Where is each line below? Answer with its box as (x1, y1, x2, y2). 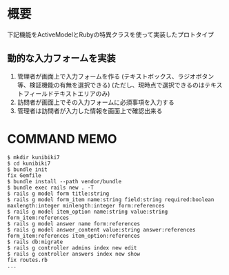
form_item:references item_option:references (7, 232, 140, 239)
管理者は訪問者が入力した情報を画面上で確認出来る (17, 106, 163, 114)
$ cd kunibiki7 (7, 160, 51, 167)
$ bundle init (7, 166, 48, 173)
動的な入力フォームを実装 (7, 52, 116, 64)
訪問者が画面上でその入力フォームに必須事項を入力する (17, 98, 175, 106)
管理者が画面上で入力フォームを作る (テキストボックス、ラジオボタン (17, 72, 215, 80)
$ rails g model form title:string (7, 190, 110, 197)
